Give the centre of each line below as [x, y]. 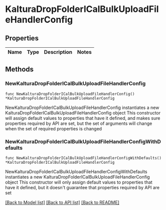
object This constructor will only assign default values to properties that [79, 182]
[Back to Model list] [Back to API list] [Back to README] [62, 202]
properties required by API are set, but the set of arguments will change [79, 123]
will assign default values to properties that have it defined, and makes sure [83, 118]
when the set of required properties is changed [54, 128]
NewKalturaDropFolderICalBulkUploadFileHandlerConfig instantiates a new [82, 107]
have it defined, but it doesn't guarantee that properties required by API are [82, 187]
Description [58, 52]
